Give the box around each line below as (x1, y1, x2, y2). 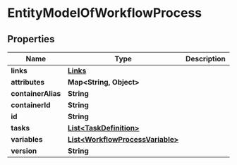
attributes (11, 78, 44, 87)
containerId (11, 100, 51, 110)
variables (11, 135, 43, 144)
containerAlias (11, 89, 61, 98)
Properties (7, 33, 55, 45)
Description (186, 54, 226, 63)
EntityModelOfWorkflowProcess (7, 5, 202, 21)
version (11, 146, 37, 156)
